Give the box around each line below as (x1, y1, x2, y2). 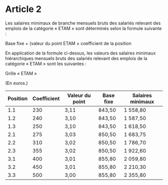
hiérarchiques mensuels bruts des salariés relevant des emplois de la (5, 55, 147, 61)
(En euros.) (5, 80, 28, 86)
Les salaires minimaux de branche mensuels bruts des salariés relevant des (5, 20, 161, 26)
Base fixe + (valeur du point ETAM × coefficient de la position (5, 40, 131, 46)
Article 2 (5, 3, 41, 15)
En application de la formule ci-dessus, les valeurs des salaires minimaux (5, 50, 156, 56)
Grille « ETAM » (5, 70, 37, 76)
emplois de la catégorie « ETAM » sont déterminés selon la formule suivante (5, 25, 162, 31)
